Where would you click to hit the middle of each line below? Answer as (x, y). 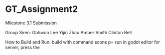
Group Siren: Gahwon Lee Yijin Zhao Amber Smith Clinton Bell (69, 32)
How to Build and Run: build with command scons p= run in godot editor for (83, 42)
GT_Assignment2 (42, 9)
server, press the (22, 47)
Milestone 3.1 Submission (31, 23)
